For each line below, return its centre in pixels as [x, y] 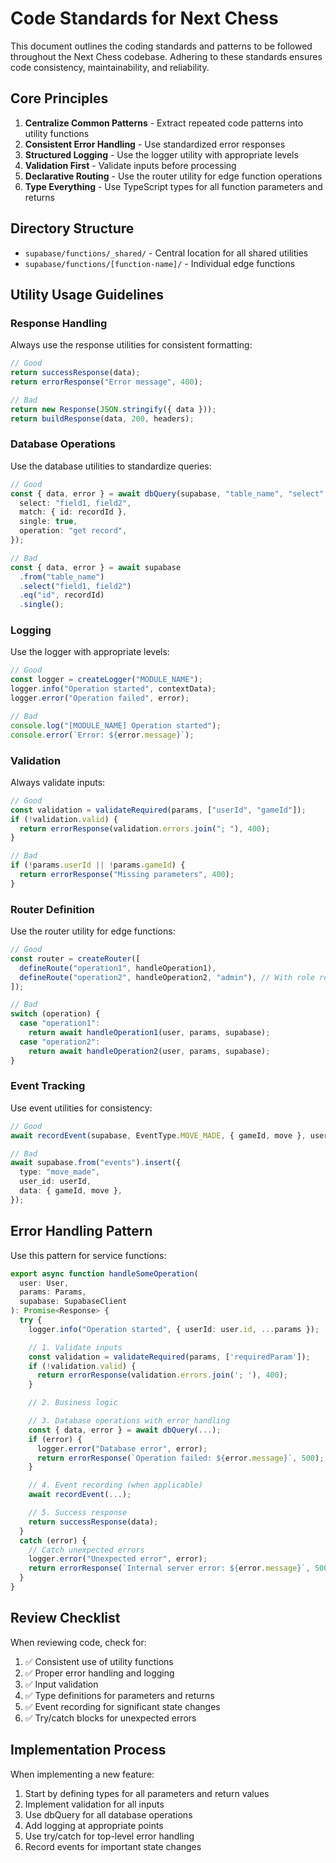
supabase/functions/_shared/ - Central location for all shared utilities [166, 253]
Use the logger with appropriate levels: [90, 652]
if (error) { [55, 1439]
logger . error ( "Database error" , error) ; [122, 1448]
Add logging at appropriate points [94, 1825]
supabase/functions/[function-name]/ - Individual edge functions [160, 263]
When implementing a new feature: [82, 1774]
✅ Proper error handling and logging [99, 1673]
